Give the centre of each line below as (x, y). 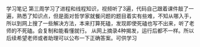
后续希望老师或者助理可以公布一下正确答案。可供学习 (72, 38)
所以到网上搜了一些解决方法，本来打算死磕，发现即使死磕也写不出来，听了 (98, 23)
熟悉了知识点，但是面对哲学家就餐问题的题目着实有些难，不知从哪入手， (105, 16)
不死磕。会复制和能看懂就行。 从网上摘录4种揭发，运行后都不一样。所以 (105, 31)
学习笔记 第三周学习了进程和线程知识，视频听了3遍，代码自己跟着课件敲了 (98, 9)
